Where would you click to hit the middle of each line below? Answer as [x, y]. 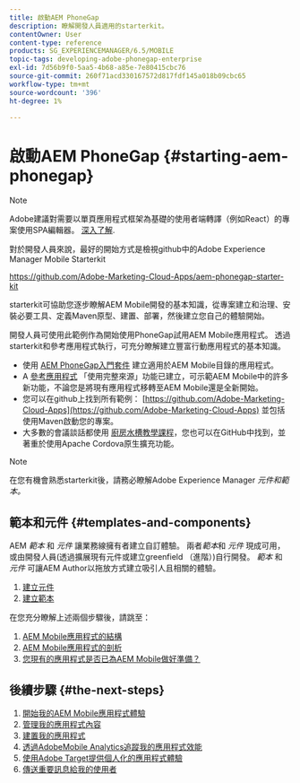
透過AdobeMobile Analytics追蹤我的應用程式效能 [112, 746]
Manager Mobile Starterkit [57, 259]
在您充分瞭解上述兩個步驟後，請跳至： [80, 618]
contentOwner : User [46, 34]
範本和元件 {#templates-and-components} [130, 522]
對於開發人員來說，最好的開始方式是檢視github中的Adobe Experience [137, 249]
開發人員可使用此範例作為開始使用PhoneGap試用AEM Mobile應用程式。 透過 [150, 335]
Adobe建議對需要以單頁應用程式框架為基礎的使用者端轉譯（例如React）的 [146, 219]
